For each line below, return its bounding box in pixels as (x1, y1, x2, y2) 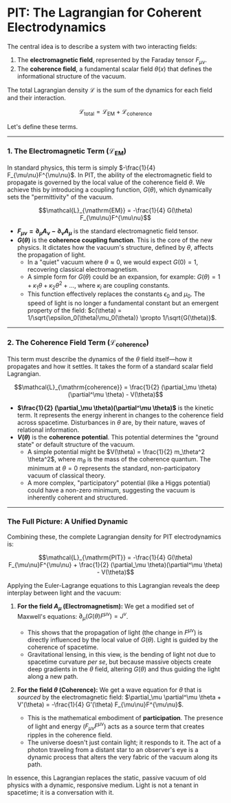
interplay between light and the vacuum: (7, 588, 122, 597)
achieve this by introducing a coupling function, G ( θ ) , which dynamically (7, 186, 212, 194)
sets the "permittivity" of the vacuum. (7, 193, 113, 201)
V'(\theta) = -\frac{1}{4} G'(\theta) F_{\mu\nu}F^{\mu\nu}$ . (16, 700, 184, 708)
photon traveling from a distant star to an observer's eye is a (27, 746, 199, 754)
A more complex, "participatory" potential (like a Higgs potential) (27, 478, 211, 487)
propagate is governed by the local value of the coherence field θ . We (7, 178, 206, 187)
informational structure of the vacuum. (16, 72, 126, 80)
